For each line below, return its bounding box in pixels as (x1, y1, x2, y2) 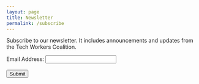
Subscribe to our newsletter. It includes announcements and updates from (6, 37, 194, 44)
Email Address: (6, 55, 45, 63)
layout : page (6, 9, 40, 15)
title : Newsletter (6, 15, 53, 21)
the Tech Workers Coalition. (6, 43, 77, 51)
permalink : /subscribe (6, 20, 64, 26)
